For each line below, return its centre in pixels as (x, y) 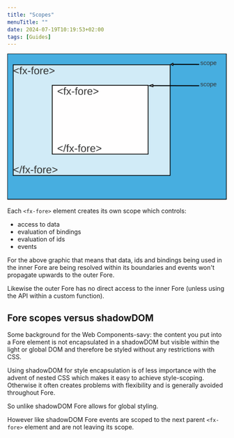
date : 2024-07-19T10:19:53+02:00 (56, 29)
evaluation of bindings (49, 232)
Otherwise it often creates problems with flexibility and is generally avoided (115, 385)
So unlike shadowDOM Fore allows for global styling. (83, 406)
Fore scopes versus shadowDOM (81, 318)
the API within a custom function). (56, 296)
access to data (39, 225)
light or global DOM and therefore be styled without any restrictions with (111, 349)
